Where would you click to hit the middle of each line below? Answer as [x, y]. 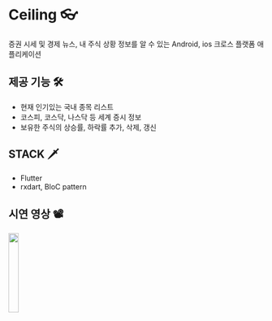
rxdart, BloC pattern [53, 186]
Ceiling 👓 [43, 15]
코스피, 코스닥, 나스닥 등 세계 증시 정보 [81, 117]
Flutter [31, 178]
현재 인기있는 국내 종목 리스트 [67, 106]
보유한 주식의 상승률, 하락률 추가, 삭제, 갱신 [88, 127]
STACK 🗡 [34, 154]
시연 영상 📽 [36, 214]
